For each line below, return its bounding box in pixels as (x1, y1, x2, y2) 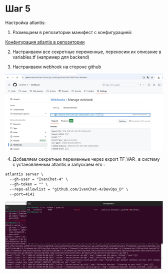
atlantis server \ (5, 172, 43, 177)
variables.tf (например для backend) (12, 54, 90, 60)
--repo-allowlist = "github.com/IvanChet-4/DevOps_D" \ (9, 187, 128, 192)
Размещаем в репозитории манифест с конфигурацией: (12, 29, 132, 35)
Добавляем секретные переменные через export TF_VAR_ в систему (12, 156, 160, 162)
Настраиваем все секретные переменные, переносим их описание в (12, 49, 161, 55)
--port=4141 (9, 192, 35, 197)
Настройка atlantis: (5, 20, 46, 26)
